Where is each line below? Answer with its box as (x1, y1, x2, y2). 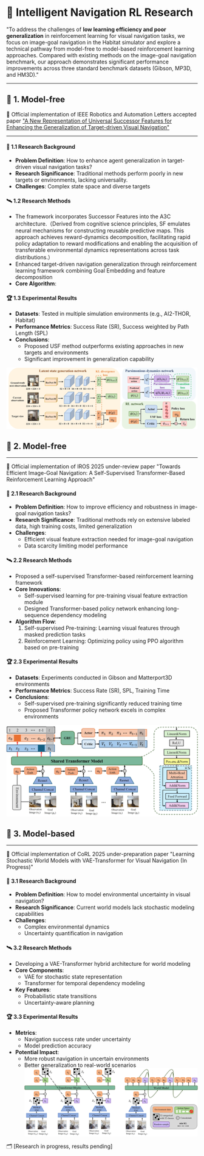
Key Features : (15, 986, 51, 993)
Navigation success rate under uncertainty (24, 1035, 131, 1043)
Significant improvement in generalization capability (24, 355, 154, 363)
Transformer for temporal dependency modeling (24, 979, 145, 987)
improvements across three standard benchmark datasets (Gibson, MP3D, (6, 64, 192, 72)
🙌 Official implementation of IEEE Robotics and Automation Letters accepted (6, 110, 197, 118)
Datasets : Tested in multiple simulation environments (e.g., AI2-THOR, (15, 310, 191, 318)
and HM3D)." (6, 71, 39, 78)
